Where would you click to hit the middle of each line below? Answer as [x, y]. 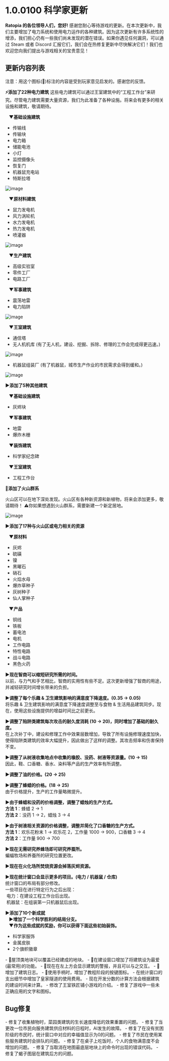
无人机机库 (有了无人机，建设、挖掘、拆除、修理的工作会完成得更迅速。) [86, 344]
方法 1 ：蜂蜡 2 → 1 [24, 808]
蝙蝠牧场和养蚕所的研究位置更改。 [40, 855]
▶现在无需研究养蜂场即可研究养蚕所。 [45, 849]
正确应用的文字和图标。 [29, 991]
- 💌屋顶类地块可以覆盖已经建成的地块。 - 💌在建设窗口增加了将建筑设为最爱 [82, 959]
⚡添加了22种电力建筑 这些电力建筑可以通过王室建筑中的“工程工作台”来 [78, 92]
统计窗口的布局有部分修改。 [34, 883]
